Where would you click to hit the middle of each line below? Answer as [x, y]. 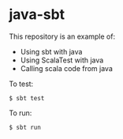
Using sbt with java [51, 51]
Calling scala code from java [67, 68]
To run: [20, 113]
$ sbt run [25, 127]
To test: [21, 84]
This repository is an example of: [62, 36]
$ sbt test [27, 98]
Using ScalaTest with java [62, 60]
